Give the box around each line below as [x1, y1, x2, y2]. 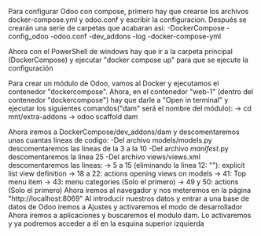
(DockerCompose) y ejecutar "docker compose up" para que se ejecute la [8, 55, 249, 64]
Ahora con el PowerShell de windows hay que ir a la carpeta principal [8, 47, 233, 56]
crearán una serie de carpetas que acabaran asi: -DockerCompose [8, 24, 226, 32]
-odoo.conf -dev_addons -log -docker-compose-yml [50, 31, 222, 41]
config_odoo [8, 31, 49, 41]
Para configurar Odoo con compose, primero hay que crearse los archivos [8, 7, 249, 16]
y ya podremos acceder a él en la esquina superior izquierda [8, 219, 204, 228]
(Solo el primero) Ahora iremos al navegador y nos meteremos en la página [8, 186, 252, 194]
